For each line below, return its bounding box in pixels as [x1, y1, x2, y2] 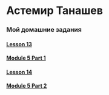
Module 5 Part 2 [6, 82, 47, 90]
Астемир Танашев [6, 4, 103, 18]
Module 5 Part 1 [6, 54, 47, 62]
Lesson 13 [6, 40, 32, 47]
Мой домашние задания [6, 26, 82, 34]
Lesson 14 [6, 68, 33, 76]
